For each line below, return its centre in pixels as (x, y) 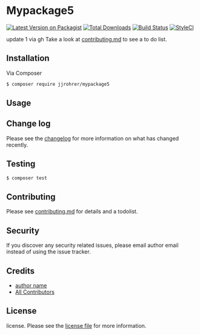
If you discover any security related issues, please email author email (92, 245)
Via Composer (24, 73)
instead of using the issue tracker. (48, 252)
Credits (21, 271)
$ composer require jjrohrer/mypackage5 (58, 84)
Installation (28, 58)
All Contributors (35, 292)
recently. (17, 145)
